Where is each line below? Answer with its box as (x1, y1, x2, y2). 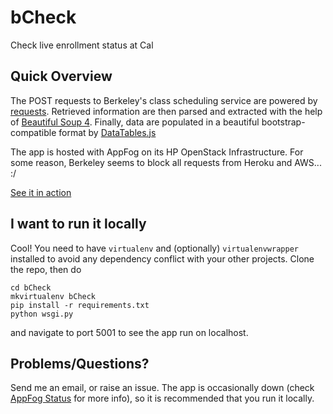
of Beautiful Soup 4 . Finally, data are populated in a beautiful (10, 116, 260, 128)
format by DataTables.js (58, 126, 157, 138)
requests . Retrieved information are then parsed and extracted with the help (10, 105, 323, 117)
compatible (10, 126, 57, 138)
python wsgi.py (10, 309, 74, 319)
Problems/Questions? (10, 355, 150, 372)
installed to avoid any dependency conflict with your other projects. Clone (10, 252, 315, 265)
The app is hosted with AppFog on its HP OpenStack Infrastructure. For (10, 146, 304, 158)
